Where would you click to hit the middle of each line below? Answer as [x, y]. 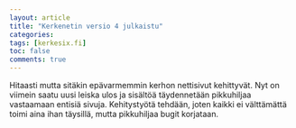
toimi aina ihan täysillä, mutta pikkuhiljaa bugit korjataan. [114, 114]
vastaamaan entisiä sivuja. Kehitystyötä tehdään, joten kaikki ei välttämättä [148, 104]
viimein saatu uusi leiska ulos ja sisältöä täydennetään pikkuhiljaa [130, 95]
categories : [32, 34]
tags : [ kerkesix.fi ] [48, 43]
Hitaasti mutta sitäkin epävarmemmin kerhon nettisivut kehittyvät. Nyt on [144, 85]
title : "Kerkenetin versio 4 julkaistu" [87, 26]
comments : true [38, 59]
